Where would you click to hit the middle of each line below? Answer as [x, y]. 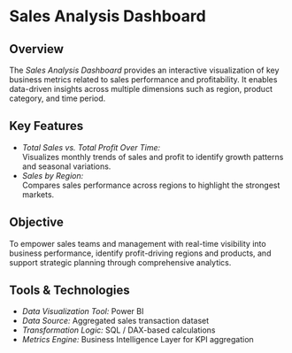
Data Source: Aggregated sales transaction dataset [115, 321]
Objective [37, 223]
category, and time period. [58, 98]
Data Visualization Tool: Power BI [83, 311]
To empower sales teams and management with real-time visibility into [138, 243]
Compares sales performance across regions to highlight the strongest [151, 185]
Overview [37, 49]
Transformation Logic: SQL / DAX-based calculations [119, 330]
